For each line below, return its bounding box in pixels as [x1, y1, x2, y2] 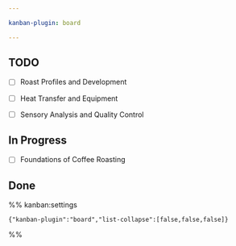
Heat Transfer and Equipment [19, 94, 118, 103]
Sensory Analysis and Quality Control [19, 110, 144, 119]
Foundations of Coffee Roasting [19, 155, 126, 165]
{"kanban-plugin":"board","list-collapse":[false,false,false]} [8, 215, 229, 224]
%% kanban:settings [8, 200, 78, 210]
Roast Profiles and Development [19, 77, 127, 87]
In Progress [8, 134, 67, 148]
